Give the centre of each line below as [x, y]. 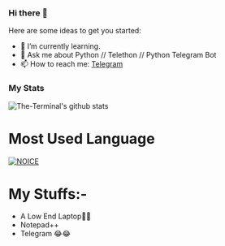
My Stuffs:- [48, 194]
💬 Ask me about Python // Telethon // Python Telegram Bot [118, 55]
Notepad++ [39, 225]
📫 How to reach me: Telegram [71, 64]
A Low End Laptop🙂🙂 [56, 216]
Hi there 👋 [28, 13]
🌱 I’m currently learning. [60, 46]
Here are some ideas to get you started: [75, 31]
